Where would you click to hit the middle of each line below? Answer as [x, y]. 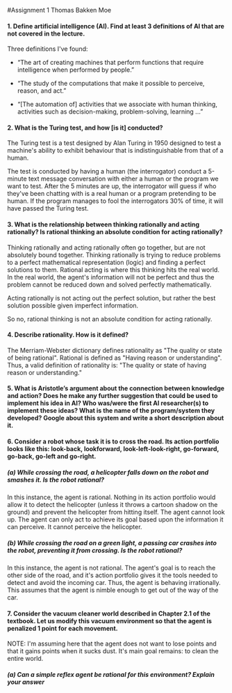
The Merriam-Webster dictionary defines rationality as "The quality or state [115, 350]
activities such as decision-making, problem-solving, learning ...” [110, 112]
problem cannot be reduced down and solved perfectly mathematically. [109, 284]
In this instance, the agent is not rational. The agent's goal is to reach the [111, 568]
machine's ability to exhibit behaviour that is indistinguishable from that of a [115, 151]
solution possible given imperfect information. [73, 305]
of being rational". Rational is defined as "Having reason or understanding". [115, 358]
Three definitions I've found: [48, 49]
